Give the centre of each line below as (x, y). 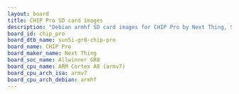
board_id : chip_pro (36, 34)
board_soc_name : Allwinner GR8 (54, 60)
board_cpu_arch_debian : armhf (52, 80)
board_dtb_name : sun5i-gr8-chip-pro (62, 40)
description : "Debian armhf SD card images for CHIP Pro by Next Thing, (117, 27)
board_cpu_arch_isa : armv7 (47, 73)
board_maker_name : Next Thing (52, 54)
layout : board (28, 14)
